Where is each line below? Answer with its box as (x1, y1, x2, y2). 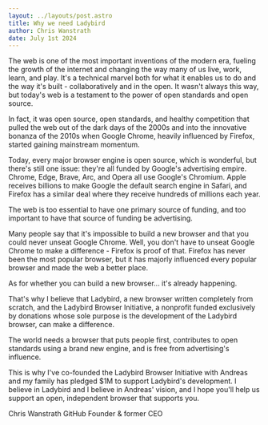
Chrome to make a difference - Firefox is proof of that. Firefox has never (8, 246, 246, 256)
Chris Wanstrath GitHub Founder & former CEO (8, 409, 163, 419)
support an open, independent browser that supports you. (8, 394, 200, 403)
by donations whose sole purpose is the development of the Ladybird (8, 311, 238, 321)
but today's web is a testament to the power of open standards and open (8, 90, 249, 100)
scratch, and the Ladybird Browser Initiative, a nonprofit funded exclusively (8, 302, 256, 313)
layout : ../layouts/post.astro (8, 11, 113, 20)
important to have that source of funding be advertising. (8, 213, 194, 223)
